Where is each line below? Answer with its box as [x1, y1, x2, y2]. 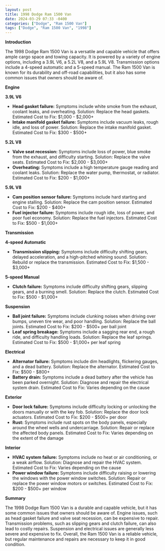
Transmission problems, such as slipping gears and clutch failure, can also [5, 520, 157, 526]
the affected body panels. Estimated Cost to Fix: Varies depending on [12, 430, 154, 436]
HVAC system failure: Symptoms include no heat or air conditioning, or [12, 454, 158, 460]
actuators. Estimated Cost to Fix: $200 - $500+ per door [12, 414, 127, 420]
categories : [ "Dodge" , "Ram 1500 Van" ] [5, 21, 87, 26]
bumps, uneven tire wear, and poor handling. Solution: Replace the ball [12, 318, 156, 324]
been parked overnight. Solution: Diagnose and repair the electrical [12, 379, 149, 385]
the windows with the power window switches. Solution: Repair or [12, 475, 146, 481]
